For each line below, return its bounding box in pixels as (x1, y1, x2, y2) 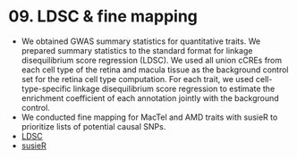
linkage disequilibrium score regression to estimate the (72, 83, 276, 94)
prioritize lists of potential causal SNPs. (21, 121, 166, 131)
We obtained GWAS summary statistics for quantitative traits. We (21, 36, 261, 46)
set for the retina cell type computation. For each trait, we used (21, 73, 254, 84)
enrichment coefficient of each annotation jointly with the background (21, 92, 279, 104)
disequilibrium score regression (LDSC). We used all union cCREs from (21, 54, 283, 65)
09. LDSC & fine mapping (8, 6, 199, 27)
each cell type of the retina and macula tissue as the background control (21, 64, 289, 75)
